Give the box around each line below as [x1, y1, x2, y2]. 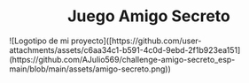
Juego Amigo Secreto [67, 6, 230, 26]
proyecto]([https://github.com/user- [70, 35, 202, 46]
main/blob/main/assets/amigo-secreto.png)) [9, 64, 171, 74]
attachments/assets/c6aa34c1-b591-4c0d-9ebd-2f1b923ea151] [9, 44, 241, 55]
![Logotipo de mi [9, 35, 69, 46]
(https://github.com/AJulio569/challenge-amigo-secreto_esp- [9, 54, 236, 64]
